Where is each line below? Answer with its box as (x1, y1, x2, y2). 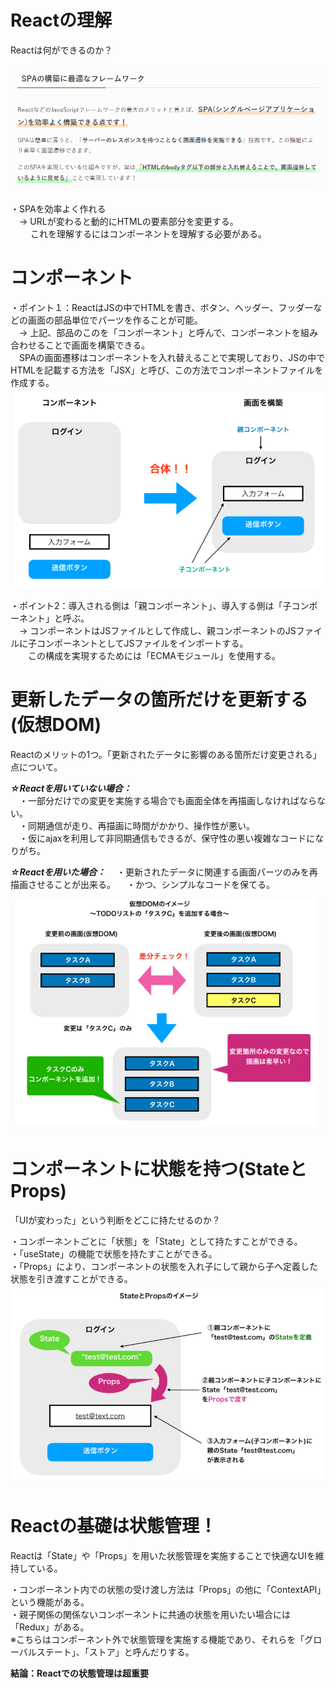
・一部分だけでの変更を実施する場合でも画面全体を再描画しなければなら (18, 794, 317, 806)
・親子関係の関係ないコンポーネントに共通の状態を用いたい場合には (10, 1608, 291, 1620)
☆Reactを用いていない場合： (10, 782, 132, 794)
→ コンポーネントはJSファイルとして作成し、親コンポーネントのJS (18, 624, 297, 636)
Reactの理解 (10, 9, 112, 32)
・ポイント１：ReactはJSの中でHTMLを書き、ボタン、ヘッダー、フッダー (10, 301, 314, 313)
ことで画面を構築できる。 (44, 339, 151, 351)
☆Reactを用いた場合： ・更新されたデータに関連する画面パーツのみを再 (10, 866, 318, 878)
